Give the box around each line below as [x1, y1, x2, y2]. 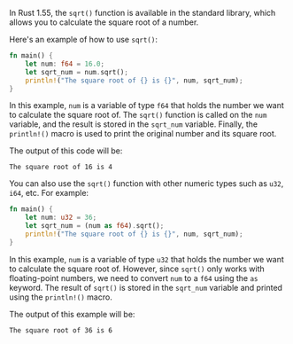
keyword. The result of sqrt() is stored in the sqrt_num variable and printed [9, 282, 283, 293]
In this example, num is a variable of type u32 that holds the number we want [9, 254, 285, 264]
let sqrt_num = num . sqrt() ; [25, 67, 128, 76]
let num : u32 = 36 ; [25, 213, 97, 223]
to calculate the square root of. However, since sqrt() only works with [9, 263, 266, 274]
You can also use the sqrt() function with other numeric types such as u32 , [9, 178, 284, 189]
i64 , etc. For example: [9, 188, 89, 199]
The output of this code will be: [9, 145, 123, 156]
